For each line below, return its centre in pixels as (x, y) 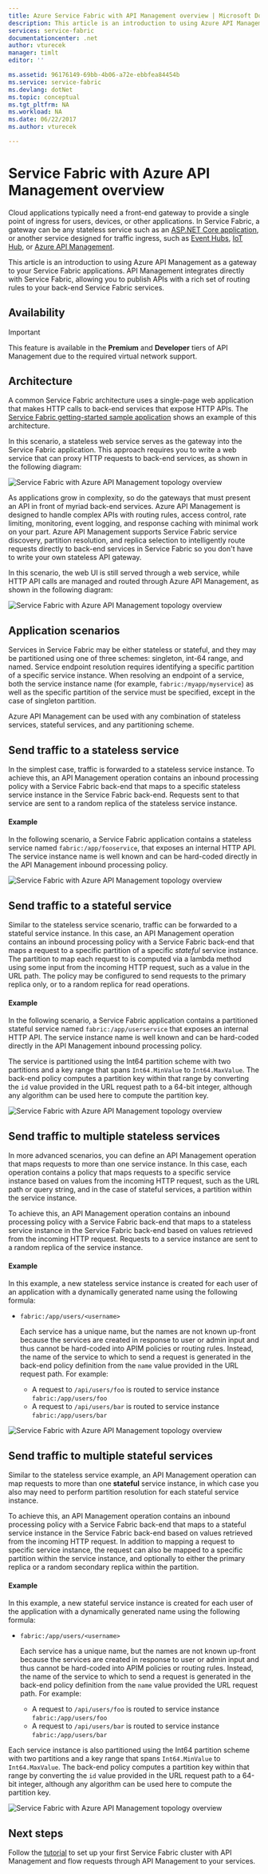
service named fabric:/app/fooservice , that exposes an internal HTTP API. (132, 848)
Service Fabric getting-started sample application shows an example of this (132, 418)
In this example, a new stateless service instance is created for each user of (133, 1283)
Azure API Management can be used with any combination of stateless (124, 716)
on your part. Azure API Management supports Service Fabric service (123, 532)
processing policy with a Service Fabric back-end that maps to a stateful (128, 1524)
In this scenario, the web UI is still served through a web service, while (124, 573)
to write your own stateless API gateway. (75, 558)
